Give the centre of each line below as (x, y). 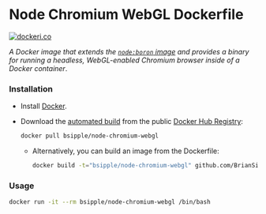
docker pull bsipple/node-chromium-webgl (89, 136)
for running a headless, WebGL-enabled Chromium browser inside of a (124, 60)
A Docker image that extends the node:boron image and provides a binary (129, 51)
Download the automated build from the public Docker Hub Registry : (132, 122)
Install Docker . (43, 106)
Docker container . (38, 68)
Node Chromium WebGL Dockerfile (126, 15)
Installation (31, 88)
